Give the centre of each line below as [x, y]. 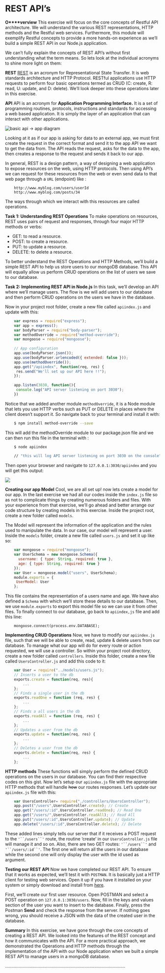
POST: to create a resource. [40, 241]
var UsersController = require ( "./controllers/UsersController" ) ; [82, 801]
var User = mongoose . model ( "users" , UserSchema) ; [66, 573]
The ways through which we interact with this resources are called [72, 201]
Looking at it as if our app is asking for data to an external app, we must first [82, 138]
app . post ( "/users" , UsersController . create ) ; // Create [71, 806]
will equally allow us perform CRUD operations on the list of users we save [81, 272]
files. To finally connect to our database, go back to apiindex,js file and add [82, 612]
